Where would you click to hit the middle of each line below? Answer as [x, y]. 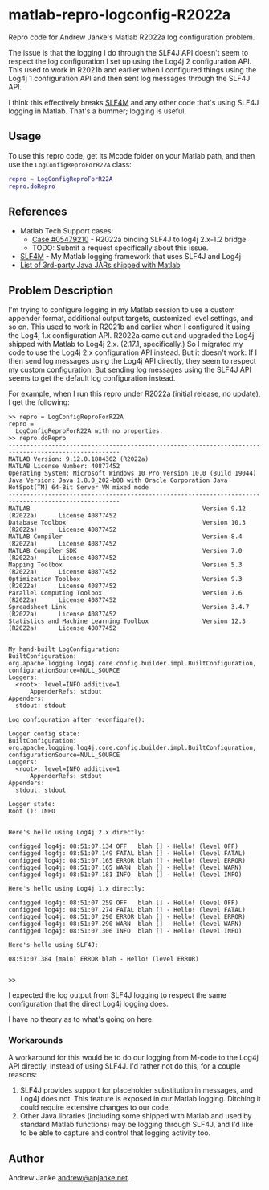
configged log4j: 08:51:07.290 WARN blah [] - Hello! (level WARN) [125, 924]
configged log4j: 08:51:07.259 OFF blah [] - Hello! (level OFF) [124, 903]
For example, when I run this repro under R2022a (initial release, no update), [134, 394]
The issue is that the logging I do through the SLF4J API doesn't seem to [128, 52]
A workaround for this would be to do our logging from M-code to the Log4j [133, 1058]
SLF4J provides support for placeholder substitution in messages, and [137, 1090]
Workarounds [36, 1040]
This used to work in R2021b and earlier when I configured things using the [132, 69]
